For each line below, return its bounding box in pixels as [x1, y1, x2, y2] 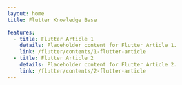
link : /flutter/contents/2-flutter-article [19, 67, 147, 75]
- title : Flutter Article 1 [13, 35, 94, 42]
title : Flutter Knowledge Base [7, 17, 97, 23]
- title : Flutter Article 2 [13, 55, 94, 62]
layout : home [7, 10, 45, 17]
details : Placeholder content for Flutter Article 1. [19, 42, 177, 49]
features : [7, 29, 36, 36]
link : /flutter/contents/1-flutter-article [19, 48, 147, 55]
